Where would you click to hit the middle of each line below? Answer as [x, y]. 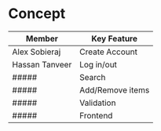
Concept [37, 14]
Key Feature [114, 38]
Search [93, 77]
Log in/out [99, 64]
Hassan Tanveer [42, 64]
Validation [98, 103]
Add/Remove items [115, 89]
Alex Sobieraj [37, 52]
